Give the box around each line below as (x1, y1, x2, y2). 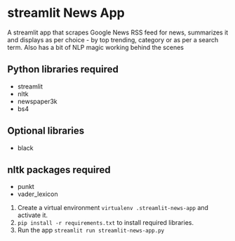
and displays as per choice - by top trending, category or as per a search (7, 35, 219, 44)
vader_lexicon (17, 190, 58, 198)
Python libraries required (7, 63, 119, 75)
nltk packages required (7, 164, 111, 176)
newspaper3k (17, 97, 58, 105)
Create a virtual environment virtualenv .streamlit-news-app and (17, 204, 209, 212)
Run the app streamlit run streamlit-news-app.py (17, 226, 165, 235)
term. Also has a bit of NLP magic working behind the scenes (7, 43, 184, 51)
